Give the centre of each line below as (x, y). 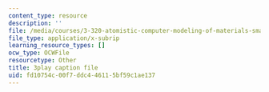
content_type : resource (48, 16)
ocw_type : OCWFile (39, 53)
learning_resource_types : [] (57, 46)
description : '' (35, 23)
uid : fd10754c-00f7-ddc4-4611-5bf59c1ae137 (82, 75)
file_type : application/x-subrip (64, 38)
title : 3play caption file (53, 68)
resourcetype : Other (43, 61)
